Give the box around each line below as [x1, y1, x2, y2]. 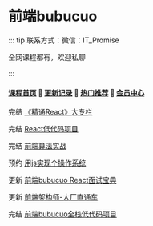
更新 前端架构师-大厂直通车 [8, 192, 99, 202]
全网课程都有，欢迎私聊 [8, 52, 86, 62]
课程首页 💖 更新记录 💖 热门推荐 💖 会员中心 [8, 87, 145, 97]
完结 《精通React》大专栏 [8, 107, 93, 117]
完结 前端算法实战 [8, 141, 66, 151]
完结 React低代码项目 [8, 124, 79, 134]
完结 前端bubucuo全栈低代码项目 [8, 209, 118, 219]
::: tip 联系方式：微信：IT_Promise [8, 35, 119, 45]
